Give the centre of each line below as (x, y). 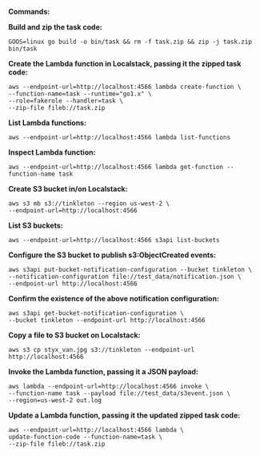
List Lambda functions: (47, 123)
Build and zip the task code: (55, 27)
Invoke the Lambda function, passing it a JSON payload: (103, 371)
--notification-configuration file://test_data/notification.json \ (125, 276)
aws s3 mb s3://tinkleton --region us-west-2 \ (89, 204)
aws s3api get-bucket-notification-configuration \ (96, 313)
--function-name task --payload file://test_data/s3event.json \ (119, 393)
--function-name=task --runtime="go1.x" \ (80, 94)
